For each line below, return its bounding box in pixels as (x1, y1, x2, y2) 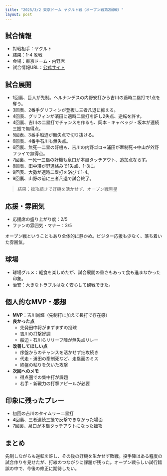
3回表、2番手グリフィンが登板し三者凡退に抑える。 (12, 107, 119, 113)
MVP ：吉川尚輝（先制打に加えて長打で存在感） (12, 312, 110, 318)
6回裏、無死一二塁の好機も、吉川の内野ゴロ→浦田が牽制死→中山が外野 (12, 144, 159, 150)
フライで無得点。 (12, 150, 48, 157)
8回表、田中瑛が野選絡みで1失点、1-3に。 (12, 163, 98, 169)
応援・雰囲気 (5, 202, 45, 211)
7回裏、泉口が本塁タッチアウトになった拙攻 (12, 423, 103, 429)
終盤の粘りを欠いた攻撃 (19, 361, 68, 367)
